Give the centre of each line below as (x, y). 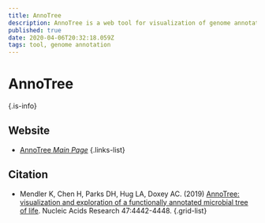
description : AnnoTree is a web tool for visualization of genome (119, 23)
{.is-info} (22, 106)
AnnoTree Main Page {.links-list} (73, 149)
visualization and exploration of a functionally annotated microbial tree (134, 202)
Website (29, 131)
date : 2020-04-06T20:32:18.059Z (61, 38)
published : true (35, 30)
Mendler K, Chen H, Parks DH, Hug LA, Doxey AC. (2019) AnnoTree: (130, 194)
